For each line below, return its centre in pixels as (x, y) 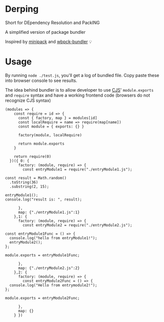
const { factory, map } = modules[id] (58, 118)
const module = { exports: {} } (51, 126)
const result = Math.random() (36, 178)
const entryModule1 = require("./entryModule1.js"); (78, 169)
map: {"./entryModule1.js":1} (49, 212)
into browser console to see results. (41, 80)
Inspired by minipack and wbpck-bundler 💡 (48, 41)
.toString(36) (24, 182)
